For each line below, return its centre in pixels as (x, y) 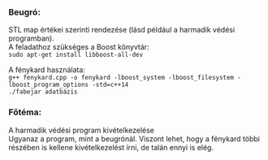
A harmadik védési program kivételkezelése (82, 130)
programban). (31, 38)
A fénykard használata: (47, 70)
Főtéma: (25, 112)
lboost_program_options (49, 85)
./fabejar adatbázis (43, 92)
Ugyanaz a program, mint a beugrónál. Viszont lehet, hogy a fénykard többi (134, 138)
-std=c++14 (110, 85)
